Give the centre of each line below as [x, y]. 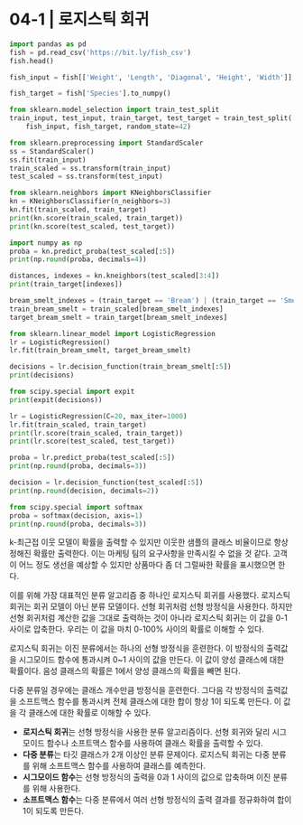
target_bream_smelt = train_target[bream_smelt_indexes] [119, 317]
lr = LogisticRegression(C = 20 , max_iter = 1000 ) [98, 416]
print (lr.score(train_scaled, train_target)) [96, 433]
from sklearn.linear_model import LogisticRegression [113, 333]
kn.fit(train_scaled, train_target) [78, 210]
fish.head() [32, 61]
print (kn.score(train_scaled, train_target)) [96, 218]
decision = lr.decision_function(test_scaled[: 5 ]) [106, 483]
